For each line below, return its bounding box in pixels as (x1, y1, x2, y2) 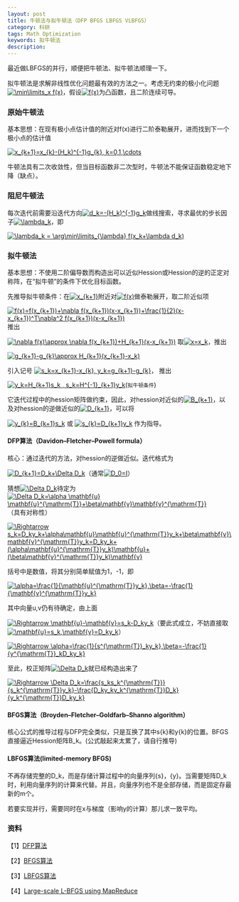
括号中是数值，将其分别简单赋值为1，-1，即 (7, 567, 134, 576)
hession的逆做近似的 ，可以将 (19, 404, 135, 412)
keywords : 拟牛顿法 (7, 37, 61, 44)
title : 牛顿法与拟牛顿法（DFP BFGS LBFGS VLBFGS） (7, 17, 150, 24)
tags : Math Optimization (7, 30, 81, 38)
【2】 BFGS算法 (7, 856, 53, 864)
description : (7, 43, 46, 50)
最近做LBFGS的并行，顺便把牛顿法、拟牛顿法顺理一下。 (7, 64, 171, 72)
